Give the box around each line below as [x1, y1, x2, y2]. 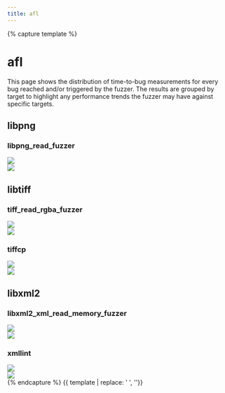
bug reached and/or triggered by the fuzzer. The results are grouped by [7, 85, 214, 93]
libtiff [7, 184, 32, 195]
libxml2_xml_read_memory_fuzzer [7, 308, 128, 318]
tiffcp [7, 244, 27, 254]
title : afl [7, 10, 39, 18]
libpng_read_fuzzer [7, 141, 75, 151]
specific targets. [7, 99, 55, 108]
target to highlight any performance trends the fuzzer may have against [7, 92, 214, 100]
